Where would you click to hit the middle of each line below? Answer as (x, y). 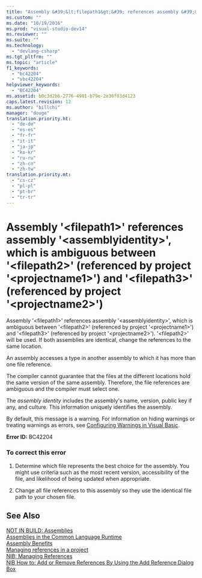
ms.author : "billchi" (33, 107)
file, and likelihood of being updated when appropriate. (83, 478)
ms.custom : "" (24, 18)
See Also (23, 516)
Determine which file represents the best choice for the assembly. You (102, 466)
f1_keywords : (23, 68)
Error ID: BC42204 (29, 437)
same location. (25, 346)
